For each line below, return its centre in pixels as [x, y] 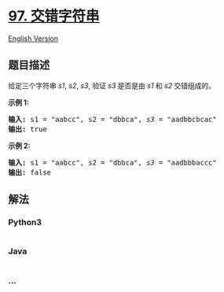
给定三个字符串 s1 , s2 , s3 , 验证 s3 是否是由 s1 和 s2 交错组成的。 [112, 85]
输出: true [28, 129]
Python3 [25, 223]
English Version [33, 38]
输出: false [30, 172]
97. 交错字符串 [54, 16]
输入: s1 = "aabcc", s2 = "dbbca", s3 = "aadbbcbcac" [113, 119]
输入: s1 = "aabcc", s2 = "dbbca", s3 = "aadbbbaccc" [113, 163]
